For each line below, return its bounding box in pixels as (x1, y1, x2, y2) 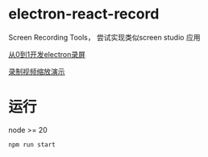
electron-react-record (8, 5, 160, 23)
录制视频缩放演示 (8, 66, 65, 76)
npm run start (8, 140, 56, 149)
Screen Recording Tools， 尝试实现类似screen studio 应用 (8, 32, 201, 42)
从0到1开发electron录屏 (8, 49, 86, 59)
